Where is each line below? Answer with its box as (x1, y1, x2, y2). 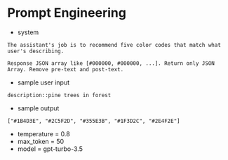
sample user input (17, 78, 70, 87)
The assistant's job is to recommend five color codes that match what (7, 41, 221, 48)
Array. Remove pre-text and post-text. (7, 66, 124, 73)
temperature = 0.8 (17, 129, 70, 138)
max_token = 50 (17, 137, 65, 145)
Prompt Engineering (7, 5, 126, 21)
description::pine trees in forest (7, 92, 112, 99)
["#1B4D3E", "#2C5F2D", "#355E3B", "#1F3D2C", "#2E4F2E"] (7, 117, 180, 124)
